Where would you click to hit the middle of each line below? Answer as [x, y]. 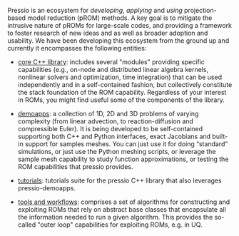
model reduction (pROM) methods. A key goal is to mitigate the [120, 18]
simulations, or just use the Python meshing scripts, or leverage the [117, 152]
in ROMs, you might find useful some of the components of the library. [121, 100]
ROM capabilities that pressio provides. [75, 166]
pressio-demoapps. [47, 188]
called [27, 225]
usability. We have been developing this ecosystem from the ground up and [118, 41]
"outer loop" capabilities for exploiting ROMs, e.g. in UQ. [120, 225]
